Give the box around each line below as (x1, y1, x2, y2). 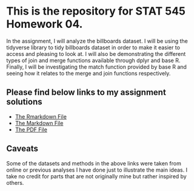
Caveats (6, 144, 38, 154)
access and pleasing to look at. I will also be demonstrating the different (6, 50, 186, 57)
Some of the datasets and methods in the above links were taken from (6, 159, 182, 167)
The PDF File (15, 126, 47, 133)
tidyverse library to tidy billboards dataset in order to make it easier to (6, 44, 181, 51)
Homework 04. (6, 17, 83, 31)
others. (6, 179, 24, 186)
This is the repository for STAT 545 (6, 4, 186, 18)
